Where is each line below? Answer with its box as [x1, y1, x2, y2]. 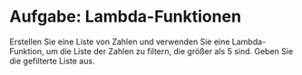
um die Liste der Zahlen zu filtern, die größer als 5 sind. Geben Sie [45, 45, 294, 56]
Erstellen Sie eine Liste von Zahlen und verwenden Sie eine [9, 36, 230, 47]
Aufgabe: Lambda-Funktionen [9, 6, 242, 27]
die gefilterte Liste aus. [9, 55, 95, 66]
